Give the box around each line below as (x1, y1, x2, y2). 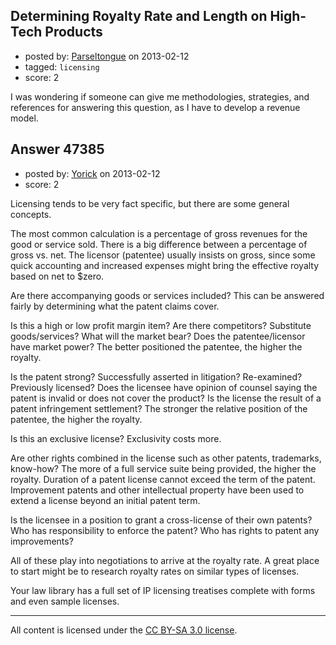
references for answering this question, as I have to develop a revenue (10, 101, 301, 113)
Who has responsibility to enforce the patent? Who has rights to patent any (10, 524, 320, 536)
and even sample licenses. (10, 595, 120, 607)
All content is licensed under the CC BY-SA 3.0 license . (10, 624, 238, 636)
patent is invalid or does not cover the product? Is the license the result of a (10, 392, 322, 404)
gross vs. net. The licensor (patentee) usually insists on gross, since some (10, 249, 316, 261)
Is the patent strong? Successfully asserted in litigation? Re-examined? (10, 370, 303, 383)
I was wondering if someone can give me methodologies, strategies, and (10, 90, 310, 103)
